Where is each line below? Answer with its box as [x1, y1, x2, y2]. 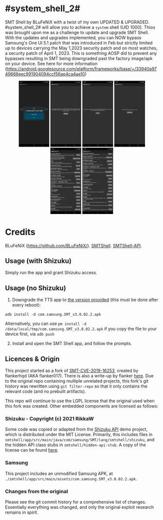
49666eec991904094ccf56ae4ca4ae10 [5, 71, 85, 77]
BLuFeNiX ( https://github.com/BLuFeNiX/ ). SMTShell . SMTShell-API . [5, 242, 142, 248]
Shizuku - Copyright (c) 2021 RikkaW [5, 415, 94, 422]
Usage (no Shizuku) [5, 284, 67, 292]
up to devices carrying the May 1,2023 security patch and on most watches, [5, 45, 158, 51]
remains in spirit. [5, 509, 38, 515]
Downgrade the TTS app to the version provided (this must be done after [12, 297, 159, 303]
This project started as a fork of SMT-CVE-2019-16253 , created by [5, 368, 139, 374]
